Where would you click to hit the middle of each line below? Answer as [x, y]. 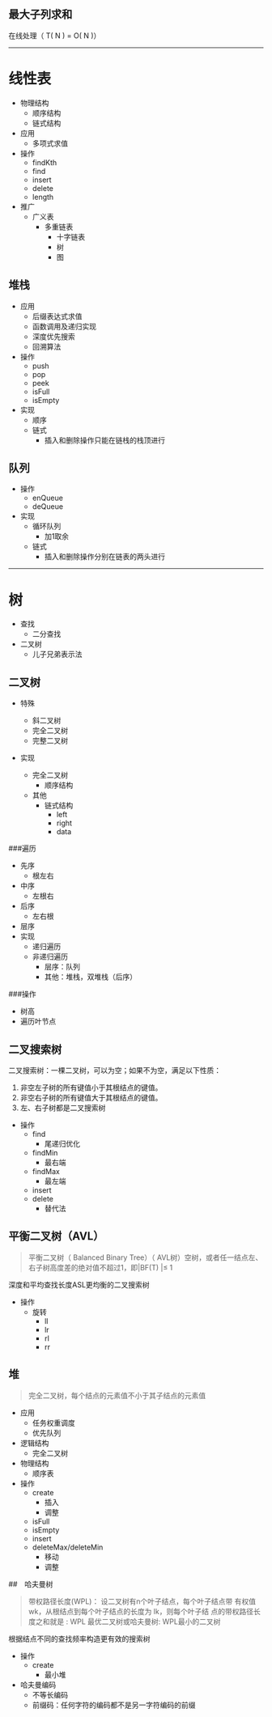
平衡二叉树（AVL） [56, 1236]
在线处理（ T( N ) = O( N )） [55, 36]
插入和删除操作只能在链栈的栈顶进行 [105, 440]
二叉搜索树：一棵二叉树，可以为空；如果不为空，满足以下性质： [115, 1070]
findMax [46, 1171]
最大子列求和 [40, 15]
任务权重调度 [53, 1422]
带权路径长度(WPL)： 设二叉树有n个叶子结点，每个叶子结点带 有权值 [142, 1601]
